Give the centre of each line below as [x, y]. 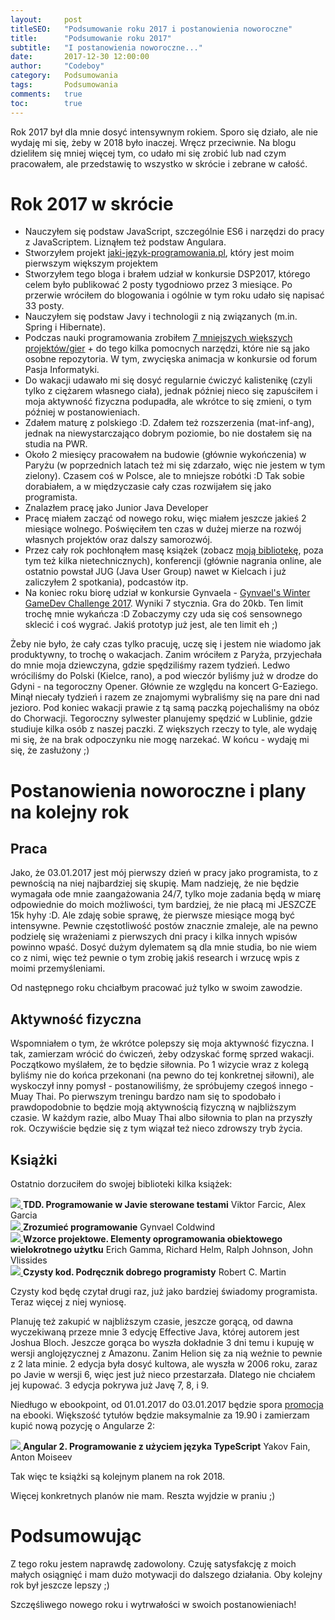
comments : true [46, 94]
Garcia [24, 1215]
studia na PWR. [56, 444]
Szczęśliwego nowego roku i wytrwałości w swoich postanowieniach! [153, 1604]
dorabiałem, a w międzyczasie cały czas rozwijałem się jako [148, 487]
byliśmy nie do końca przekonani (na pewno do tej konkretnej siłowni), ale [162, 1075]
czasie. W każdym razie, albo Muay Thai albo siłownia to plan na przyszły [161, 1118]
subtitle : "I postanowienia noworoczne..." [106, 47]
